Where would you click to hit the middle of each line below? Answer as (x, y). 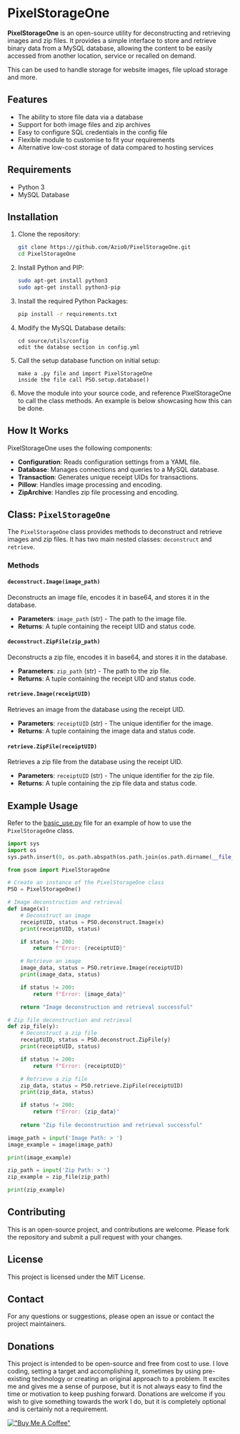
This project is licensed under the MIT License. (76, 1277)
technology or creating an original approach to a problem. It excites (131, 1379)
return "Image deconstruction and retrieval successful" (107, 1007)
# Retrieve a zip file (54, 1079)
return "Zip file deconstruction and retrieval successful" (111, 1125)
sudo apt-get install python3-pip (69, 287)
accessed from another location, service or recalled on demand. (102, 56)
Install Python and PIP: (51, 268)
